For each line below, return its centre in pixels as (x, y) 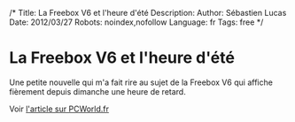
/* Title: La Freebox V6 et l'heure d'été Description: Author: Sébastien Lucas (148, 13)
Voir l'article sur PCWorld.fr (59, 109)
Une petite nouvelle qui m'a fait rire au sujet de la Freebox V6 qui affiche (141, 82)
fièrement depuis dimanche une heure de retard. (97, 91)
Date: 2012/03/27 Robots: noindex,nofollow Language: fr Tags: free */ (136, 22)
